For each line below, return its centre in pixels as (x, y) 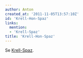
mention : (18, 28)
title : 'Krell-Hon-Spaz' (30, 37)
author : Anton (19, 9)
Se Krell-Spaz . (19, 50)
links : (12, 23)
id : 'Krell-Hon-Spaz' (27, 18)
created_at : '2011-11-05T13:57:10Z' (42, 14)
